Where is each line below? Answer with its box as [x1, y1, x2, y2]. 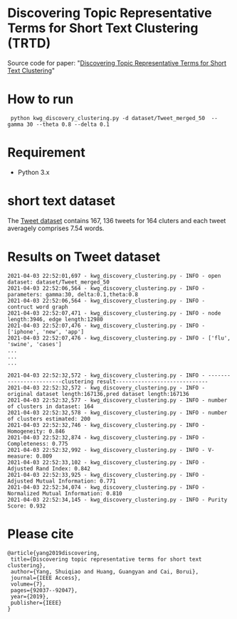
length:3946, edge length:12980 [7, 316, 103, 323]
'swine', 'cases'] [7, 340, 62, 348]
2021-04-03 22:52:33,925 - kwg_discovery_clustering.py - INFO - [7, 471, 205, 478]
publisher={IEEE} [10, 599, 62, 606]
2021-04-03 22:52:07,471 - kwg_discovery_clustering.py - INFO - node [7, 309, 221, 317]
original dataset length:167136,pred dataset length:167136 [7, 390, 190, 397]
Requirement [7, 144, 85, 161]
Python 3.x [17, 168, 50, 176]
